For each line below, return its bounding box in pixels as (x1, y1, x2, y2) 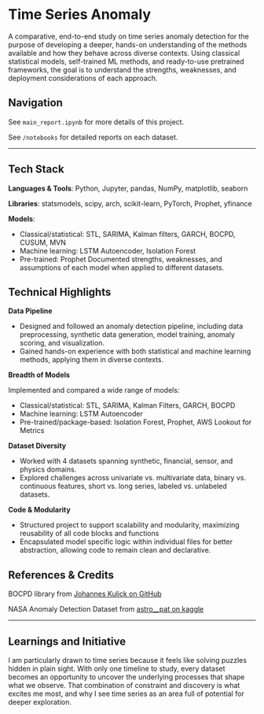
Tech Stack (8, 163, 64, 176)
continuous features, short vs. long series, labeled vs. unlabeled (19, 482, 228, 491)
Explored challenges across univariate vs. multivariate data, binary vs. (19, 473, 246, 483)
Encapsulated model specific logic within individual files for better (19, 537, 233, 546)
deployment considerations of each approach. (8, 73, 158, 83)
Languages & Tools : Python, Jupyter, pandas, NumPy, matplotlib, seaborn (8, 183, 248, 193)
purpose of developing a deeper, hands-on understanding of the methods (8, 39, 247, 49)
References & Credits (8, 568, 115, 582)
